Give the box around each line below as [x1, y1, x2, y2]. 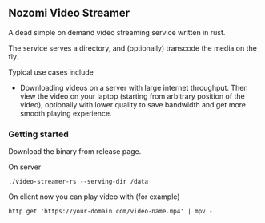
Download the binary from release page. [8, 147, 142, 156]
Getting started [8, 128, 70, 140]
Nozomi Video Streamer [8, 6, 130, 20]
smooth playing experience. [19, 108, 112, 118]
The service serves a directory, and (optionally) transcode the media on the [8, 43, 258, 53]
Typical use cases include [8, 67, 94, 77]
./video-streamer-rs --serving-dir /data [8, 178, 149, 186]
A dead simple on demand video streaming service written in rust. [8, 27, 226, 37]
